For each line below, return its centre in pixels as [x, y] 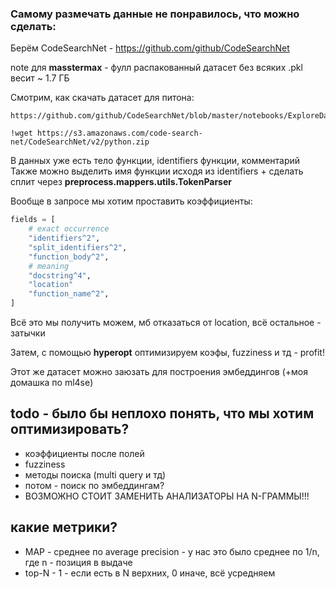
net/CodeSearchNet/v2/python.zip [80, 142]
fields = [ [33, 220]
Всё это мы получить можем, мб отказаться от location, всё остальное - [166, 323]
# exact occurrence [69, 229]
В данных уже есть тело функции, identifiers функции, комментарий [155, 161]
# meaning [49, 266]
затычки [28, 333]
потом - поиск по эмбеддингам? [94, 485]
